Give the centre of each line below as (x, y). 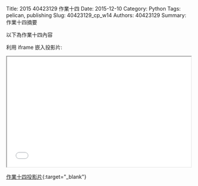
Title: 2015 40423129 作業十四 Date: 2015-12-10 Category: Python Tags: (93, 9)
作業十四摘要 (22, 22)
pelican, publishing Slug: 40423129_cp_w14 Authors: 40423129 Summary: (96, 15)
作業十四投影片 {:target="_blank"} (46, 177)
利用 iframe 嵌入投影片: (34, 47)
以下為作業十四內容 (29, 35)
